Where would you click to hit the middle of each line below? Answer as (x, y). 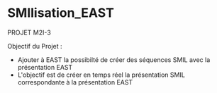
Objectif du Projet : (35, 46)
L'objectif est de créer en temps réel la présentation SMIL (101, 75)
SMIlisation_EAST (61, 13)
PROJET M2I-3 (29, 32)
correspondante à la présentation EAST (75, 82)
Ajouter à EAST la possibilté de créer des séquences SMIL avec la (114, 60)
